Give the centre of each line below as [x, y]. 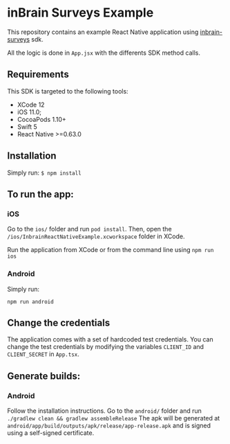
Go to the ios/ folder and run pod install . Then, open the [89, 229]
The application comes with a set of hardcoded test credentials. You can [110, 339]
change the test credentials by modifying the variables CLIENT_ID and [106, 347]
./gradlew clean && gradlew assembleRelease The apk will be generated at [114, 418]
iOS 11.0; [29, 112]
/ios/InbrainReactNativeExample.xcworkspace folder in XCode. [96, 236]
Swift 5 [27, 127]
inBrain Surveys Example [80, 13]
